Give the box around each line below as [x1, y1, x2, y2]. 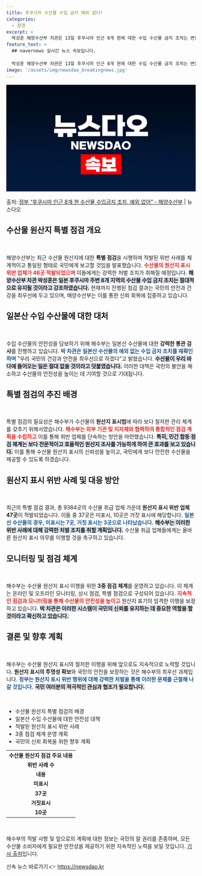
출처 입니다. [12, 850, 39, 857]
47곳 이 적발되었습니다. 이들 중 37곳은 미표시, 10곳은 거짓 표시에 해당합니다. [6, 511, 183, 518]
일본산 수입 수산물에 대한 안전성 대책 [14, 715, 100, 722]
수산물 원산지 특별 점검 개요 [6, 225, 101, 235]
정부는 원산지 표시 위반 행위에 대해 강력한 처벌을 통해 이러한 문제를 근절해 [19, 675, 188, 682]
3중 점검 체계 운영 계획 [14, 730, 69, 737]
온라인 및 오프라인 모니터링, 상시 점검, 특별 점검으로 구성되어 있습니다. [12, 590, 176, 597]
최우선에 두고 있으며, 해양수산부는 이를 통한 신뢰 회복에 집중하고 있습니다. [17, 291, 189, 298]
